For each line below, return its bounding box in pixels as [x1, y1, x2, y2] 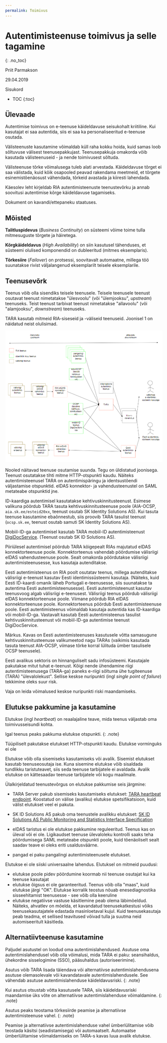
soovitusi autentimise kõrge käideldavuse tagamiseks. [5, 190, 116, 196]
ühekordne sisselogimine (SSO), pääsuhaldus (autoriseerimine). [5, 957, 136, 963]
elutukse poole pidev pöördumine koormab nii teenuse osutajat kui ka [12, 871, 156, 877]
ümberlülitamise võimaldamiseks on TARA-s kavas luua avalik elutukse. [5, 1033, 152, 1039]
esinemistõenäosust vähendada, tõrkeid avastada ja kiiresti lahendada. [5, 175, 151, 181]
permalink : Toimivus [5, 8, 48, 13]
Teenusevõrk [5, 277, 47, 285]
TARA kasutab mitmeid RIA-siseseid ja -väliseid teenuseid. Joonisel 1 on [5, 316, 153, 321]
